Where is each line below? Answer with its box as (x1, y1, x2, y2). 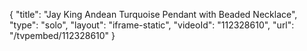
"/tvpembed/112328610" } (9, 30, 116, 41)
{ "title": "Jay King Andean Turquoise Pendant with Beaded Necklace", (9, 9, 298, 20)
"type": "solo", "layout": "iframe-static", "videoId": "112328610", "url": (9, 19, 295, 31)
